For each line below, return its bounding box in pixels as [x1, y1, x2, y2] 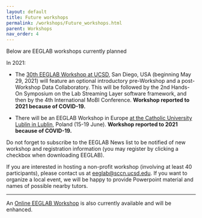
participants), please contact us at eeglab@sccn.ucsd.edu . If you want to [6, 169, 188, 177]
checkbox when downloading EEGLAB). [6, 151, 105, 159]
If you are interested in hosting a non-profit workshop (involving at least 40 [6, 163, 192, 171]
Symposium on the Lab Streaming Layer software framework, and [23, 90, 187, 97]
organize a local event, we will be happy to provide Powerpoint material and [6, 176, 194, 183]
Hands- [171, 83, 190, 91]
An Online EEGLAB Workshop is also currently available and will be [6, 199, 171, 207]
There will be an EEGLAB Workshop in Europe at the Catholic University [14, 115, 192, 122]
